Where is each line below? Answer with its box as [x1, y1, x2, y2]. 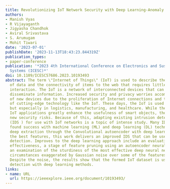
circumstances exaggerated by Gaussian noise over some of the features [10, 153, 166, 158]
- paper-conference [5, 59, 47, 64]
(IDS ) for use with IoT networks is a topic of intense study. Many [10, 119, 159, 125]
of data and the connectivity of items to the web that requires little [10, 82, 166, 87]
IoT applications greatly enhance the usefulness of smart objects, [10, 110, 157, 116]
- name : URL [5, 171, 30, 176]
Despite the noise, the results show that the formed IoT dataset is [10, 157, 159, 162]
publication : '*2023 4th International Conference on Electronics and [5, 64, 157, 69]
